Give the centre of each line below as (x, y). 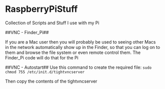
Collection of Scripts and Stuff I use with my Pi (52, 23)
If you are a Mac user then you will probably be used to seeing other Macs (81, 42)
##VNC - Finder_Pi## (27, 32)
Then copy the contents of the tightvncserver (51, 81)
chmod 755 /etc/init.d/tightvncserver (45, 72)
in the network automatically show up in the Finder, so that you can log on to (82, 47)
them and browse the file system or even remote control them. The (73, 52)
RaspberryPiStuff (41, 9)
